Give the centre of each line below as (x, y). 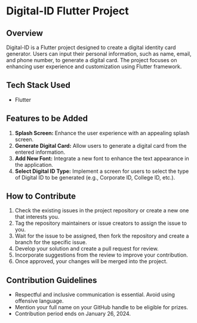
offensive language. (39, 301)
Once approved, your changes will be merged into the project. (91, 261)
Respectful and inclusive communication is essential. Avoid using (95, 295)
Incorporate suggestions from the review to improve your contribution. (101, 255)
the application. (34, 164)
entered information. (40, 152)
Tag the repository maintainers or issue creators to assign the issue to (101, 223)
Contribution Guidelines (52, 280)
